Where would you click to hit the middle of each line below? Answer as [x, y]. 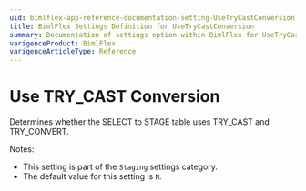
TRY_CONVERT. [40, 132]
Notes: [22, 149]
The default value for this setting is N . [92, 176]
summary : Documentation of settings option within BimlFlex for [134, 35]
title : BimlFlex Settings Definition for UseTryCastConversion [132, 26]
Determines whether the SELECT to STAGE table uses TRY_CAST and [140, 122]
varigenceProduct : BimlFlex [63, 43]
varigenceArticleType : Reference [73, 52]
